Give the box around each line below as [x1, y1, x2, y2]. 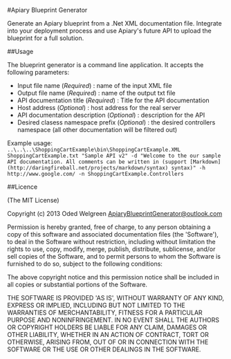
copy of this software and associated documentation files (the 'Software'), [7, 230, 219, 238]
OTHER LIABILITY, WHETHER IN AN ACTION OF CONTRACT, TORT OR [7, 331, 209, 338]
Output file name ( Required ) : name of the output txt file [17, 89, 176, 97]
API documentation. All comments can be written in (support [7, 158, 187, 165]
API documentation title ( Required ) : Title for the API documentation [17, 96, 210, 104]
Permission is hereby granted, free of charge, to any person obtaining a [7, 223, 211, 231]
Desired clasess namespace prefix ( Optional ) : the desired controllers [17, 118, 216, 127]
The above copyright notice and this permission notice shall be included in [7, 273, 219, 281]
